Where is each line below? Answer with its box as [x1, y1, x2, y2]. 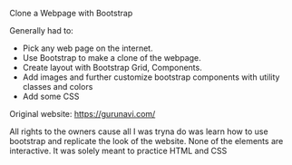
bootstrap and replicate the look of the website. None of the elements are [9, 136, 284, 146]
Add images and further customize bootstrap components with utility [22, 72, 280, 82]
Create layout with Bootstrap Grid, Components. [22, 63, 202, 73]
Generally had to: [9, 25, 74, 35]
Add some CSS [22, 91, 80, 102]
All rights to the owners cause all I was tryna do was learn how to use [9, 126, 269, 137]
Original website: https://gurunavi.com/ [9, 109, 156, 119]
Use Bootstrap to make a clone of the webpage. [22, 53, 201, 63]
